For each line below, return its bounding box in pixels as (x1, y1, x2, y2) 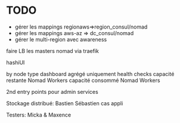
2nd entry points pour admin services (6, 88, 98, 95)
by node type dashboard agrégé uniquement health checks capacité (6, 70, 175, 77)
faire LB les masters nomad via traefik (6, 47, 100, 54)
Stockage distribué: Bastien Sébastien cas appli (6, 99, 123, 107)
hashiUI (6, 59, 25, 66)
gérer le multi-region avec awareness (14, 36, 107, 43)
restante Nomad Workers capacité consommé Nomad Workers (6, 77, 160, 84)
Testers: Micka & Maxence (6, 111, 72, 118)
